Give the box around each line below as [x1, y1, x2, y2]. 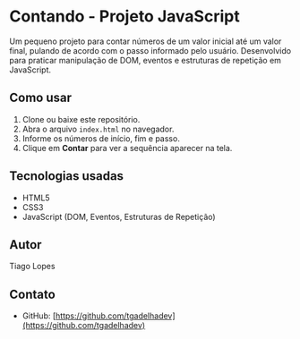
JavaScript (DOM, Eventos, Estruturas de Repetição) [21, 211, 217, 222]
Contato [9, 286, 56, 301]
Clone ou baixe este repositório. [21, 114, 141, 124]
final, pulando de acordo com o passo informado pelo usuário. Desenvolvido [9, 45, 292, 55]
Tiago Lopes [9, 261, 56, 272]
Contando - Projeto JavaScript [9, 6, 240, 27]
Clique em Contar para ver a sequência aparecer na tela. [21, 142, 233, 153]
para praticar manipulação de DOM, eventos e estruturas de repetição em [9, 55, 282, 65]
